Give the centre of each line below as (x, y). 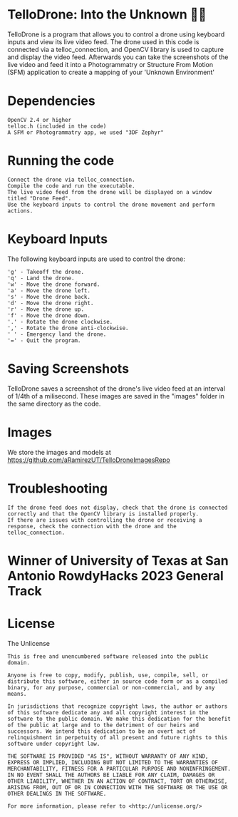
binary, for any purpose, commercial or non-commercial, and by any (111, 687)
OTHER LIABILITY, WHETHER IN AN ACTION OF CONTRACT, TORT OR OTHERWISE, (118, 781)
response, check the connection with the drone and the (92, 526)
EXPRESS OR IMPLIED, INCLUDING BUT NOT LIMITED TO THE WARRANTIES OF (113, 762)
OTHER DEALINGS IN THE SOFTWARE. (57, 793)
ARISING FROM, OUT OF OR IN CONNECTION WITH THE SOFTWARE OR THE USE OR (118, 787)
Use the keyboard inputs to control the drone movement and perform (111, 205)
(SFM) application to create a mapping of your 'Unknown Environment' (111, 72)
